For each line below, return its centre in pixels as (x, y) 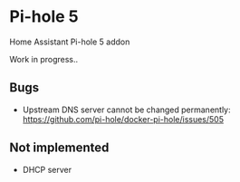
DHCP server (47, 169)
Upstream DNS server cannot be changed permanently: (126, 110)
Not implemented (59, 148)
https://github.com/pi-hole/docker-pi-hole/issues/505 (123, 119)
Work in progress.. (44, 59)
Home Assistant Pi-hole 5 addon (70, 42)
